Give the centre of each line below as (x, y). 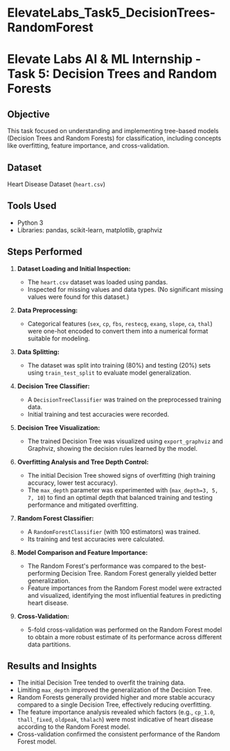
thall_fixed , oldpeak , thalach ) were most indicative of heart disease (115, 720)
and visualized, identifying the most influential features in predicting (124, 595)
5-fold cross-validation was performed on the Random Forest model (125, 630)
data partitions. (49, 644)
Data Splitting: (38, 352)
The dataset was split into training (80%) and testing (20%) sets (119, 365)
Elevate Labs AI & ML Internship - (104, 59)
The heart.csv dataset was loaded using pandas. (98, 282)
